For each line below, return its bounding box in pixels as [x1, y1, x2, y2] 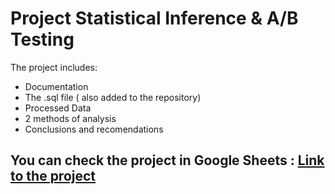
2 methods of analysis [24, 112, 117, 124]
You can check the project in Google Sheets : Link [10, 152, 325, 169]
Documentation [24, 80, 89, 92]
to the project [10, 168, 97, 185]
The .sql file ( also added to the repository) [24, 91, 202, 103]
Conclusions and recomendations [24, 123, 164, 135]
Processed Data [24, 102, 92, 114]
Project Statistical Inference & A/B [10, 7, 299, 30]
